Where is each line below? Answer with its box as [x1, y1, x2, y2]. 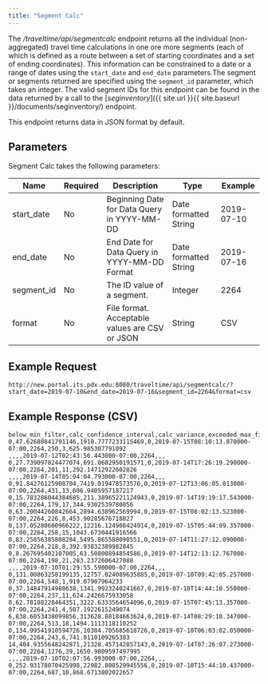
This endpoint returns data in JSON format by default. [8, 117, 185, 126]
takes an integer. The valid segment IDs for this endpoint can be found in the [8, 85, 260, 94]
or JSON [106, 332, 139, 344]
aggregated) [8, 42, 49, 52]
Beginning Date [106, 193, 164, 205]
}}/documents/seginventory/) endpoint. [8, 101, 137, 111]
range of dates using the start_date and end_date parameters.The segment [8, 67, 256, 77]
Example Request [8, 360, 97, 373]
